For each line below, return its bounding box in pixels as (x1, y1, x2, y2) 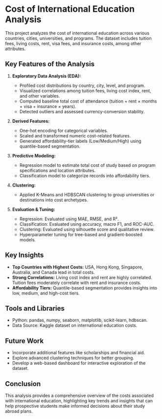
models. (19, 236, 36, 242)
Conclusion (5, 379, 41, 388)
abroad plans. (5, 408, 33, 414)
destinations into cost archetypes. (19, 197, 88, 203)
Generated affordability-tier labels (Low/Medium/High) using (19, 138, 142, 144)
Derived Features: (12, 118, 50, 124)
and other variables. (19, 93, 60, 99)
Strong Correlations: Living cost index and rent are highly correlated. (12, 274, 153, 280)
